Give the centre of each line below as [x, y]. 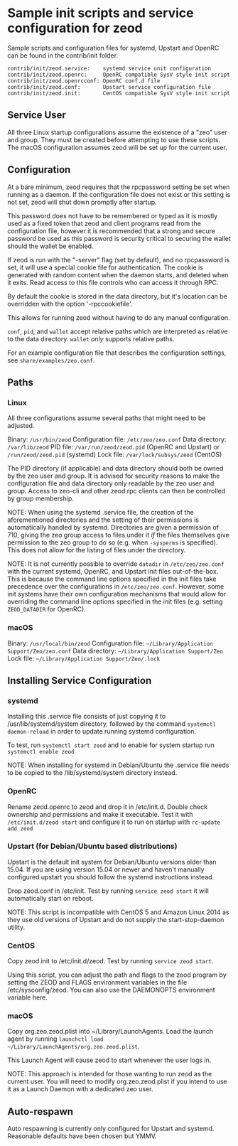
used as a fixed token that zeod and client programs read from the [104, 223]
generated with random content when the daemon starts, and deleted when [118, 274]
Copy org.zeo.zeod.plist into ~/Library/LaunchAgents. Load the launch [110, 1032]
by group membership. [41, 498]
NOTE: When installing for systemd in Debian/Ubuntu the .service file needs [118, 765]
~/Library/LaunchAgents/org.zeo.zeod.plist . [74, 1046]
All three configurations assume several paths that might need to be [107, 418]
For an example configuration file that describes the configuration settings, [117, 353]
